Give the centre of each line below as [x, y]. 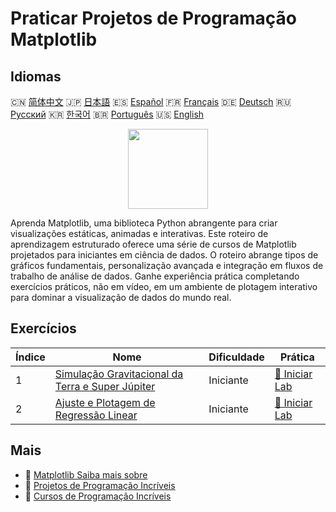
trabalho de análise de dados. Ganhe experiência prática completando [155, 276]
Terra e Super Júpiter [105, 386]
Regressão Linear [96, 415]
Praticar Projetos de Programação [154, 18]
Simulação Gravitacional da [119, 374]
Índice [30, 357]
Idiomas [36, 76]
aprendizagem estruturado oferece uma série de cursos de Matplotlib [153, 244]
